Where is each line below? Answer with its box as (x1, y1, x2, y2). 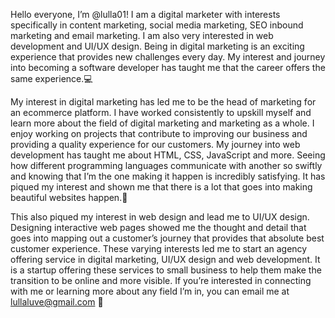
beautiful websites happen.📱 (10, 192, 128, 203)
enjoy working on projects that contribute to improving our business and (10, 128, 308, 139)
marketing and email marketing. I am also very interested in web (10, 30, 274, 41)
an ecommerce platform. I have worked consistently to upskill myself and (10, 107, 312, 118)
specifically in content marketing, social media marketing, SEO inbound (10, 19, 304, 31)
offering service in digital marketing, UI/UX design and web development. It (10, 254, 321, 265)
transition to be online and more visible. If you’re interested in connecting (10, 275, 312, 286)
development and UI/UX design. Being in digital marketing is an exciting (10, 40, 305, 52)
